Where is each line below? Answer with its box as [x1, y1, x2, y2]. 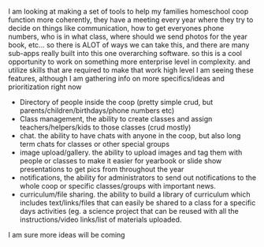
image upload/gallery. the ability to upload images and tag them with [19, 148, 243, 157]
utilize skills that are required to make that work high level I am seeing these [8, 65, 254, 74]
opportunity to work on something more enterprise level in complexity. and [8, 57, 251, 66]
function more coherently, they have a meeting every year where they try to [8, 15, 254, 24]
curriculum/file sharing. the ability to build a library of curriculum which [19, 189, 251, 199]
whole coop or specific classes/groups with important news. [19, 182, 217, 190]
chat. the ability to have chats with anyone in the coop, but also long [19, 131, 241, 140]
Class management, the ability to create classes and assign [19, 114, 213, 123]
